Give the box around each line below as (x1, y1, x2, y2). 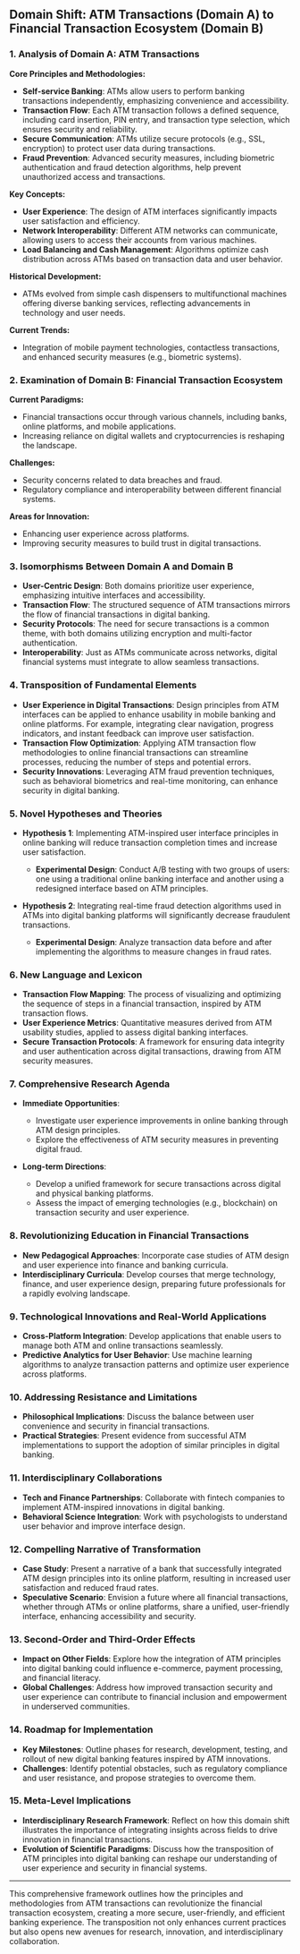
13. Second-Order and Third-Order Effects (9, 1633, 196, 1645)
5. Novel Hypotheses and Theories (9, 807, 162, 820)
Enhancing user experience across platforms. (21, 528, 190, 539)
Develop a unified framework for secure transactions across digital (35, 1179, 281, 1190)
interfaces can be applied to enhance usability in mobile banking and (21, 709, 276, 720)
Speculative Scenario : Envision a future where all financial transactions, (21, 1591, 288, 1602)
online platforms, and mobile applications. (21, 421, 177, 431)
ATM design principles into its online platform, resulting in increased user (21, 1573, 291, 1583)
